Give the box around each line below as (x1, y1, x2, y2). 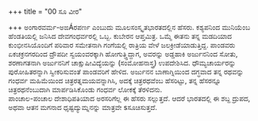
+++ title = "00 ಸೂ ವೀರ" (8, 7, 83, 16)
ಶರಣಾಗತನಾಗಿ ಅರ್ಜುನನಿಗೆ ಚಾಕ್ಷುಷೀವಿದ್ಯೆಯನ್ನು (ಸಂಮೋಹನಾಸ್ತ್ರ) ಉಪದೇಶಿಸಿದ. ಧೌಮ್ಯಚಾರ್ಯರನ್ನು (8, 59, 237, 67)
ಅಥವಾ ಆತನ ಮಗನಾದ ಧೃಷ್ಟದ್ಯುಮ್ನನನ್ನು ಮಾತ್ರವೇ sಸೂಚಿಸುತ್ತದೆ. (8, 103, 157, 112)
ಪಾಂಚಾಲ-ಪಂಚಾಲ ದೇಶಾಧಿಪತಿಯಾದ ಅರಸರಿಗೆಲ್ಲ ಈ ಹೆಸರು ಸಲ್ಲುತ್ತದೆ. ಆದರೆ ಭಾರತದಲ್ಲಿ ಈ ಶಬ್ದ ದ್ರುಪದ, (8, 94, 251, 103)
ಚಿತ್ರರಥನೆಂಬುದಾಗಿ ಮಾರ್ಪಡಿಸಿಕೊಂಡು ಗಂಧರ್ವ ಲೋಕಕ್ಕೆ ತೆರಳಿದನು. (8, 85, 163, 94)
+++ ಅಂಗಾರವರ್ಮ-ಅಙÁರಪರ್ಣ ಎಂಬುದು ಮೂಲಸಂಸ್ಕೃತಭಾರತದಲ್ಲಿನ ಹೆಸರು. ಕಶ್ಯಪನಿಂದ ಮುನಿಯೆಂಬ (8, 23, 251, 32)
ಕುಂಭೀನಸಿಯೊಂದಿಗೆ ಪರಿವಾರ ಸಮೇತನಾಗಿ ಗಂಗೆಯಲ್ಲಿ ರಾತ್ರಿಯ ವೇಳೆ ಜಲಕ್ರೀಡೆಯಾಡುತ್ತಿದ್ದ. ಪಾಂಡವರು (8, 40, 236, 50)
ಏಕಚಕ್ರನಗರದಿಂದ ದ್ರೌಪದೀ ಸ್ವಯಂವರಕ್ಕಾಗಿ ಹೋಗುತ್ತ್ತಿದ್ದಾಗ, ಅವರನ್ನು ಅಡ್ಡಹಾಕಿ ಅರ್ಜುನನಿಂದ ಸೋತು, (8, 49, 238, 59)
